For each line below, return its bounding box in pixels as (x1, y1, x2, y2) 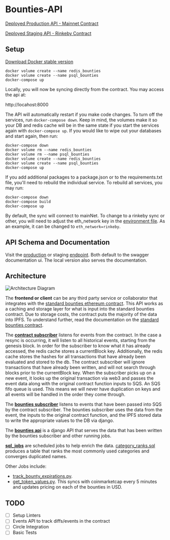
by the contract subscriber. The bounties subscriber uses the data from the (5, 407, 163, 413)
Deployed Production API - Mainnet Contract (5, 20, 99, 26)
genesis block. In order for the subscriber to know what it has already (5, 343, 151, 349)
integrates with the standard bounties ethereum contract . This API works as (5, 300, 163, 306)
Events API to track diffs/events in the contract (12, 518, 110, 524)
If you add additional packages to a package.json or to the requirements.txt (5, 174, 162, 180)
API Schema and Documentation (5, 238, 110, 247)
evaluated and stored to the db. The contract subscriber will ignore (5, 359, 145, 365)
